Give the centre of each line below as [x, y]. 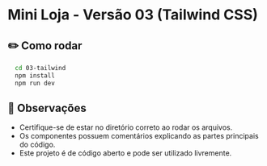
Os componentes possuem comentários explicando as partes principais [139, 136]
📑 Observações [47, 108]
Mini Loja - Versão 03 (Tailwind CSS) [133, 15]
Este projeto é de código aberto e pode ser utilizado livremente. [125, 153]
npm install [35, 75]
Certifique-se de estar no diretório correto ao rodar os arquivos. [126, 127]
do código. [37, 145]
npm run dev [35, 83]
